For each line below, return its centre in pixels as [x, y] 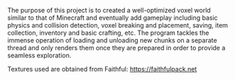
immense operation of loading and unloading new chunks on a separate [113, 40]
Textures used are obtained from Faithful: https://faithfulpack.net [102, 69]
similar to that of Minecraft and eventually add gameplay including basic [113, 18]
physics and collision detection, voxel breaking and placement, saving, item [118, 25]
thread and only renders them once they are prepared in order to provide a [116, 48]
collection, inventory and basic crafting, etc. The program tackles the [108, 33]
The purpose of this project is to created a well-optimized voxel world [109, 10]
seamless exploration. [39, 55]
